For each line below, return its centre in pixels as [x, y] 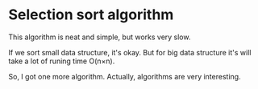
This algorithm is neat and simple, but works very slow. [100, 37]
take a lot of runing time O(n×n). [62, 61]
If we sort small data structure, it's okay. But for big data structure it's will [130, 52]
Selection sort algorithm [91, 15]
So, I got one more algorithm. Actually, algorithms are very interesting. [125, 76]
